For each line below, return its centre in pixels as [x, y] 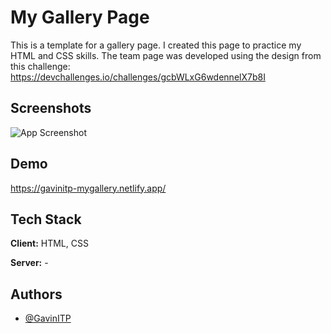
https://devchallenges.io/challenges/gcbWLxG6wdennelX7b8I [138, 77]
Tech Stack [46, 219]
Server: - [29, 263]
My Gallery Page [80, 17]
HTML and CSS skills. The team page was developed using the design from [166, 55]
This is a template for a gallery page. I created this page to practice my [156, 45]
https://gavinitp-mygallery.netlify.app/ [88, 188]
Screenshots [51, 108]
